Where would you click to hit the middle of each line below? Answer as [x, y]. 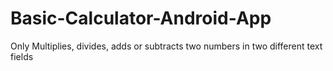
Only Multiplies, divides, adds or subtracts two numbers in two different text [166, 46]
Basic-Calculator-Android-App [141, 18]
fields [22, 56]
